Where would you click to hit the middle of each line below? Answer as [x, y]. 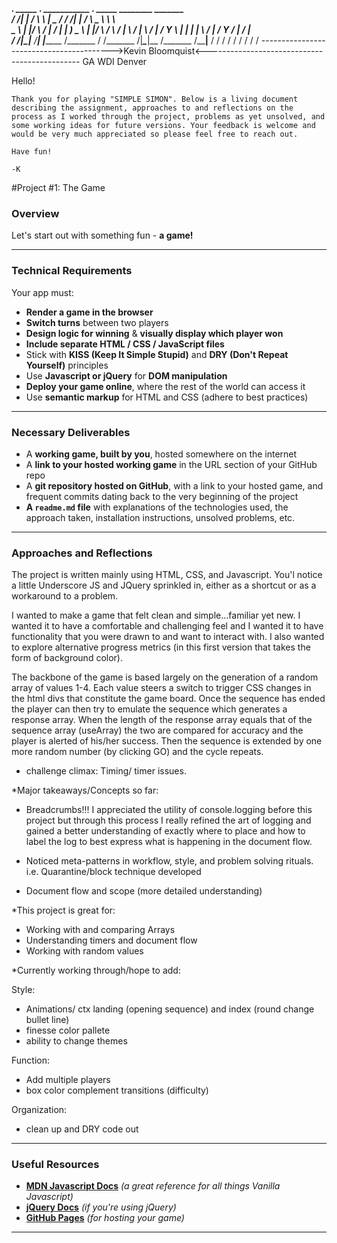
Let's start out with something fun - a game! [102, 235]
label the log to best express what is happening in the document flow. [169, 842]
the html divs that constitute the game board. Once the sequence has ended [168, 699]
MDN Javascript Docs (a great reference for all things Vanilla [153, 1186]
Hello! [23, 81]
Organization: [39, 1110]
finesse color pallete [68, 1030]
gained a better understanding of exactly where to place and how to [165, 831]
